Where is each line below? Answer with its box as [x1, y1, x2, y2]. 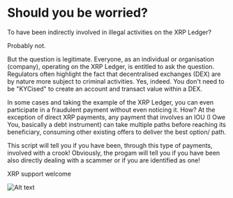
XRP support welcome [7, 169, 72, 178]
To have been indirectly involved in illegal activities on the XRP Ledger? [7, 28, 211, 36]
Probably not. [7, 41, 47, 49]
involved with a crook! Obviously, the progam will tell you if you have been [7, 148, 220, 157]
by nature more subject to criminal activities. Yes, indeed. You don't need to [7, 77, 225, 85]
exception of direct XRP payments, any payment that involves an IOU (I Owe [7, 113, 226, 121]
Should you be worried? [7, 5, 149, 21]
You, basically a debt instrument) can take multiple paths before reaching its [7, 120, 227, 128]
